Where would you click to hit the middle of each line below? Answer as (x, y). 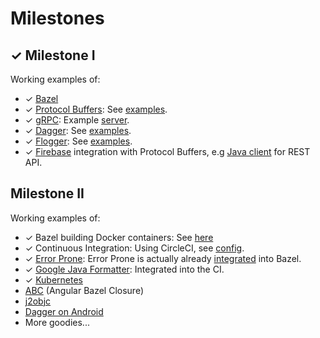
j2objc (38, 301)
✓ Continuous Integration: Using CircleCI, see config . (134, 248)
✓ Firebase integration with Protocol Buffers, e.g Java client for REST (167, 151)
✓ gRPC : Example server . (77, 120)
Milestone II (47, 193)
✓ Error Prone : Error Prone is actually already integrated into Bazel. (163, 258)
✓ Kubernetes (53, 279)
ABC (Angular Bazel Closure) (84, 290)
